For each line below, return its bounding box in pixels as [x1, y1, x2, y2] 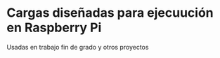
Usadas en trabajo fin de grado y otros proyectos [6, 43, 149, 51]
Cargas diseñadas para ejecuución [6, 5, 214, 21]
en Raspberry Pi [6, 20, 102, 36]
